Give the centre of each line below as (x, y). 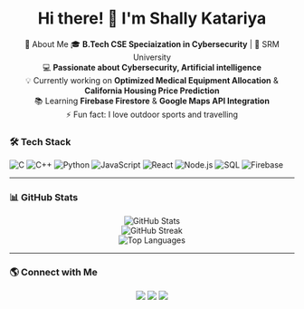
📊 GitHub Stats (44, 198)
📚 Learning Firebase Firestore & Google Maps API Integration (152, 101)
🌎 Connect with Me (53, 273)
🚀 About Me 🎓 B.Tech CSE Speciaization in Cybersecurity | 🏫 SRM (152, 43)
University (152, 57)
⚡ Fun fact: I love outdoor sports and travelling (152, 114)
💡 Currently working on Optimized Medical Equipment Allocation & (152, 80)
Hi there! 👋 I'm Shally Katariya (152, 19)
